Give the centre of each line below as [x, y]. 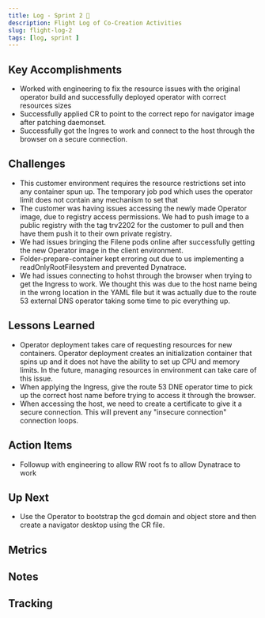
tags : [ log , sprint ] [44, 38]
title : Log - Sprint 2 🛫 [49, 15]
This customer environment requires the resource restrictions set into [133, 183]
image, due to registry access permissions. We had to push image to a [134, 216]
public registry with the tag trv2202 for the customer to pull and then [132, 225]
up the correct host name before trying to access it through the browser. [138, 395]
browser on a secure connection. [74, 139]
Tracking [30, 603]
